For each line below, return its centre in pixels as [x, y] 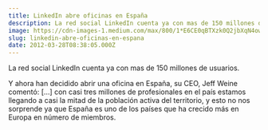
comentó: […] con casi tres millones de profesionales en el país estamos [127, 92]
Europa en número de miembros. [62, 117]
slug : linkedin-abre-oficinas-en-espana [77, 38]
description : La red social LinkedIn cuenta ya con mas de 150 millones [132, 23]
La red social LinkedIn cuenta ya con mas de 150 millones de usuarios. [124, 68]
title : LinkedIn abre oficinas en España [78, 16]
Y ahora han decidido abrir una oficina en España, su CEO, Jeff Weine [123, 84]
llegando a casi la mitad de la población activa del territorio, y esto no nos [129, 100]
